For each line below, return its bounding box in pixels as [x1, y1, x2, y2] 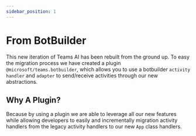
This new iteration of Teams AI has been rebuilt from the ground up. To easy [6, 53, 190, 60]
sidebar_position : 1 [6, 8, 57, 15]
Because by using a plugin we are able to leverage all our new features [6, 111, 177, 118]
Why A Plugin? [6, 95, 61, 105]
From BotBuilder [6, 33, 87, 47]
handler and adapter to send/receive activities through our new [6, 72, 158, 79]
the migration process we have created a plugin [6, 59, 121, 66]
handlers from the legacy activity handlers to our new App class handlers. [6, 123, 183, 130]
